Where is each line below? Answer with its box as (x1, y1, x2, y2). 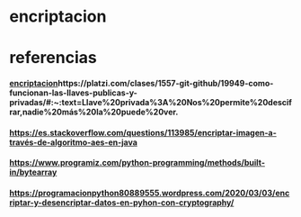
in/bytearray (9, 167, 58, 177)
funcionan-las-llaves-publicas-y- (9, 87, 137, 98)
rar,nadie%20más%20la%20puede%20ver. (9, 106, 179, 117)
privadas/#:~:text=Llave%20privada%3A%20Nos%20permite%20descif (9, 96, 292, 107)
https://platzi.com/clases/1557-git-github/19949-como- (58, 77, 274, 88)
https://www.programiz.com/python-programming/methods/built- (9, 158, 265, 168)
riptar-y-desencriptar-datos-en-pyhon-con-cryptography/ (9, 196, 235, 208)
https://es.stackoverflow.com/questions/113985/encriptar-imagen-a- (9, 127, 277, 138)
